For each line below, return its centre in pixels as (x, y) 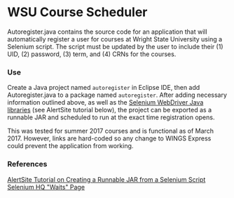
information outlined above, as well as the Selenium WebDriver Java (105, 103)
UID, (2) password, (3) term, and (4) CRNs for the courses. (92, 54)
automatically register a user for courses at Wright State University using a (115, 39)
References (27, 164)
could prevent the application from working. (70, 146)
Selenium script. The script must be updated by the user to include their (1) (115, 46)
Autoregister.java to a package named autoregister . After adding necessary (117, 95)
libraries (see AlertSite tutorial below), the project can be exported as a (110, 110)
